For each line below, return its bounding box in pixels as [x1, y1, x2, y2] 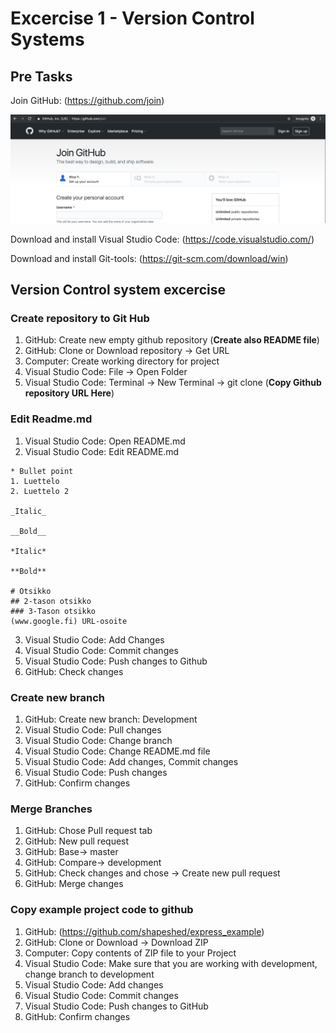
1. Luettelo [10, 476, 60, 486]
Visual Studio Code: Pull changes [24, 724, 162, 736]
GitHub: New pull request [24, 835, 130, 847]
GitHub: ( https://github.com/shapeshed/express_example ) [24, 925, 265, 937]
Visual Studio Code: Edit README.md [24, 445, 180, 457]
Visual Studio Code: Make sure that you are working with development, [24, 957, 318, 969]
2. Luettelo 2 [10, 486, 70, 496]
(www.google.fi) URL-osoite [10, 616, 128, 626]
